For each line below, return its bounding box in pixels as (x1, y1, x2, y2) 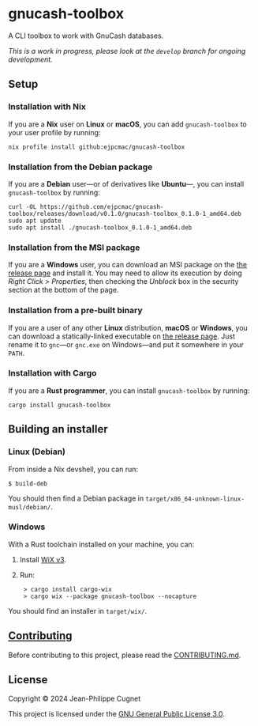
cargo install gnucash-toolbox (8, 401, 111, 409)
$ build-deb (8, 479, 47, 487)
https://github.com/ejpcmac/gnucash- (39, 202, 164, 210)
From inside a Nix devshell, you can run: (8, 464, 139, 474)
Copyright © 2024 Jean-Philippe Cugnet (8, 694, 140, 704)
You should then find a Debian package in (8, 493, 144, 503)
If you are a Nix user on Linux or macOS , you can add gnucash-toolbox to (8, 119, 247, 129)
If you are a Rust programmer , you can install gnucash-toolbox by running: (8, 385, 250, 395)
